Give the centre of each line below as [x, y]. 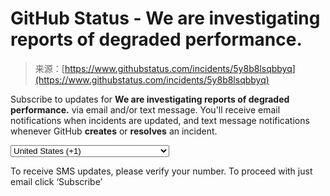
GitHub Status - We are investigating [165, 18]
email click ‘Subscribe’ [56, 181]
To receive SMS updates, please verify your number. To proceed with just [161, 171]
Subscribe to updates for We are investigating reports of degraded [150, 99]
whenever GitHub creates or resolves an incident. [114, 131]
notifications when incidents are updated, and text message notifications [160, 120]
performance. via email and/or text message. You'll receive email [145, 109]
